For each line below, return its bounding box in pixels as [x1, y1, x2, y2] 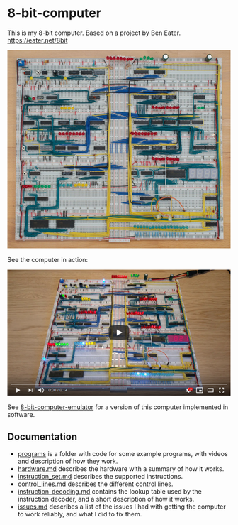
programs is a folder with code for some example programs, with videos [17, 450, 228, 458]
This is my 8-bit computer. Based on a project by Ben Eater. [7, 28, 181, 37]
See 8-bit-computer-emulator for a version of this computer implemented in [7, 403, 229, 411]
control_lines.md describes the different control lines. [17, 480, 174, 488]
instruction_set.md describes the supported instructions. [17, 472, 183, 481]
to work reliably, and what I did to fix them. [17, 510, 142, 519]
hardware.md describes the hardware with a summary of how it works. [17, 465, 225, 473]
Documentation [7, 431, 78, 443]
